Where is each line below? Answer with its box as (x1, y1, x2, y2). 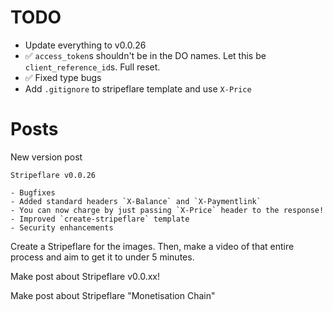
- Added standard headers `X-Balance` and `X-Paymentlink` (10, 196, 262, 206)
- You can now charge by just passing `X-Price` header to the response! (10, 205, 325, 215)
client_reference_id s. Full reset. (24, 61, 161, 73)
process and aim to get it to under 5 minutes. (10, 251, 195, 263)
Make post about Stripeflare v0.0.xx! (10, 270, 160, 282)
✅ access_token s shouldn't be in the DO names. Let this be (24, 49, 267, 61)
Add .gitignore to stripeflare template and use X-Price (24, 82, 252, 95)
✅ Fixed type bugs (24, 71, 102, 83)
